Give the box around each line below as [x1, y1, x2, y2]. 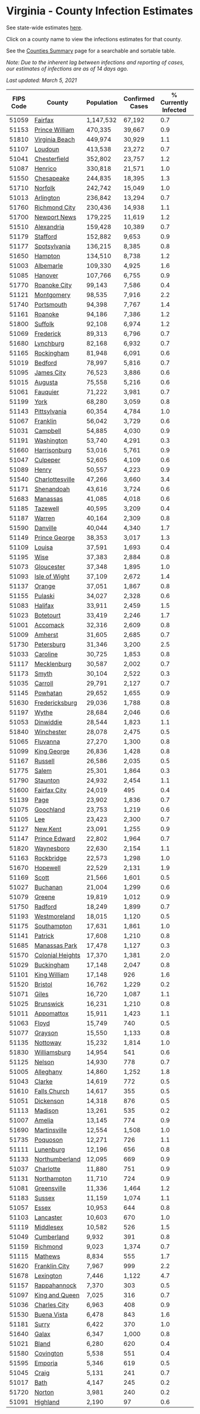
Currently [160, 98, 189, 106]
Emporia [34, 1358, 58, 1367]
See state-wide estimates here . [6, 24, 83, 31]
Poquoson [34, 1136, 63, 1144]
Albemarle [34, 261, 64, 270]
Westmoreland [34, 912, 76, 920]
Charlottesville [34, 475, 75, 483]
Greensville [34, 1184, 67, 1192]
